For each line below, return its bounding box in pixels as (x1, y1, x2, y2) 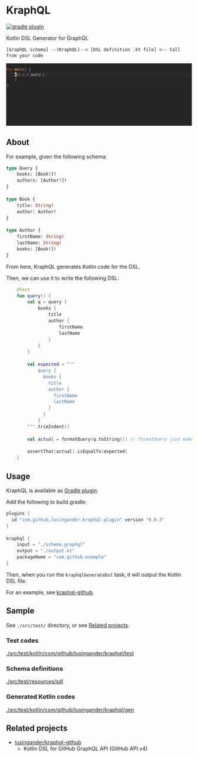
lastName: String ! (16, 240, 62, 246)
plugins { (6, 510, 31, 517)
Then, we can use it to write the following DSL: (6, 274, 120, 281)
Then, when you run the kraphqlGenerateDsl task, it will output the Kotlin (6, 571, 181, 578)
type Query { (6, 165, 38, 171)
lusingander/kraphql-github (14, 739, 81, 746)
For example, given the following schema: (6, 153, 107, 160)
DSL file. (6, 577, 27, 584)
